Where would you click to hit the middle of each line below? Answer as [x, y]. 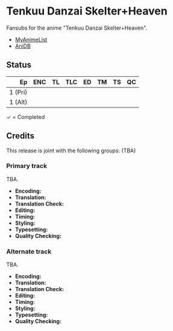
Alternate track [29, 251]
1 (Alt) [18, 102]
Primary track [27, 166]
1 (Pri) [18, 92]
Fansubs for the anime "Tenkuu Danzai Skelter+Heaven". [77, 28]
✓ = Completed [26, 117]
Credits [20, 136]
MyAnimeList [31, 39]
